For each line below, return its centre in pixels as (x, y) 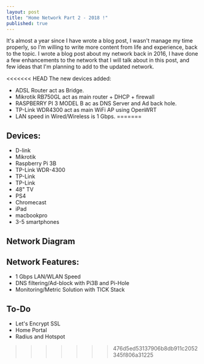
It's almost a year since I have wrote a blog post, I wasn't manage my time (100, 41)
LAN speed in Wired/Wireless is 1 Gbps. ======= (78, 116)
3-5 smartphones (37, 222)
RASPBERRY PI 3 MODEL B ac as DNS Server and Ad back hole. (96, 103)
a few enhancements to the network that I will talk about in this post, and (98, 60)
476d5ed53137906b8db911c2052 (155, 349)
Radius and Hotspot (40, 336)
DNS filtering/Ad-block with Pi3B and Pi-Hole (72, 283)
